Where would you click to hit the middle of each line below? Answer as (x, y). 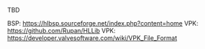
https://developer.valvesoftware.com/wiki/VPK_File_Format (92, 38)
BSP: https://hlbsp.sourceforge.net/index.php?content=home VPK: (103, 23)
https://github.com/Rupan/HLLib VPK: (62, 31)
